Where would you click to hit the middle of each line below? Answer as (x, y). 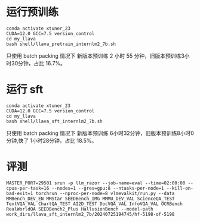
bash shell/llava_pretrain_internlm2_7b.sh (61, 44)
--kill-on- (180, 188)
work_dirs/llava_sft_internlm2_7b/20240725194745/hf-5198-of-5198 (90, 214)
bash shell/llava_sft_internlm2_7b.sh (54, 121)
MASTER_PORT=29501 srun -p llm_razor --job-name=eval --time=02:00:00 (96, 183)
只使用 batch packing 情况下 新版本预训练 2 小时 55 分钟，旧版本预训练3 (96, 56)
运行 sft (25, 89)
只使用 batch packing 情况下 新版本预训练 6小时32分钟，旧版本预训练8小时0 (100, 133)
